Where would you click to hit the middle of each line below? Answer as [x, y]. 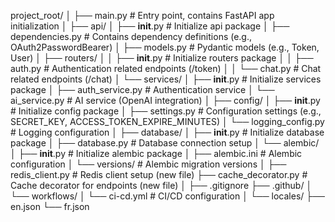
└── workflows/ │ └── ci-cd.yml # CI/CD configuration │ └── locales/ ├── [168, 196]
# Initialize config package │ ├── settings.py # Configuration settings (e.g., [166, 111]
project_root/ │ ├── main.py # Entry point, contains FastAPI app [142, 15]
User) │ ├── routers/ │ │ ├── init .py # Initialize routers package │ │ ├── [162, 58]
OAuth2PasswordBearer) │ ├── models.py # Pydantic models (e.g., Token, [165, 47]
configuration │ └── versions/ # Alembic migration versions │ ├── [148, 164]
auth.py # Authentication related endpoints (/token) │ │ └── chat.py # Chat [166, 68]
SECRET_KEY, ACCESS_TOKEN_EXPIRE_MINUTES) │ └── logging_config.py [167, 121]
